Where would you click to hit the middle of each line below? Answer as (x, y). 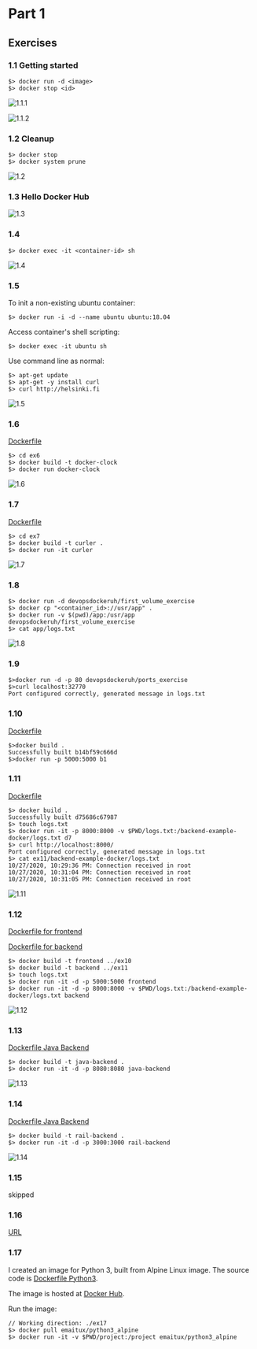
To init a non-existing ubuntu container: (72, 303)
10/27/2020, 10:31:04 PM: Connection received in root (100, 872)
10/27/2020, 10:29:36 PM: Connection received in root (100, 865)
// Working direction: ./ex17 (58, 1323)
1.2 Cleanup (31, 139)
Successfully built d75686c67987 (63, 817)
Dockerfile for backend (45, 947)
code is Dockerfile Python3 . (53, 1278)
